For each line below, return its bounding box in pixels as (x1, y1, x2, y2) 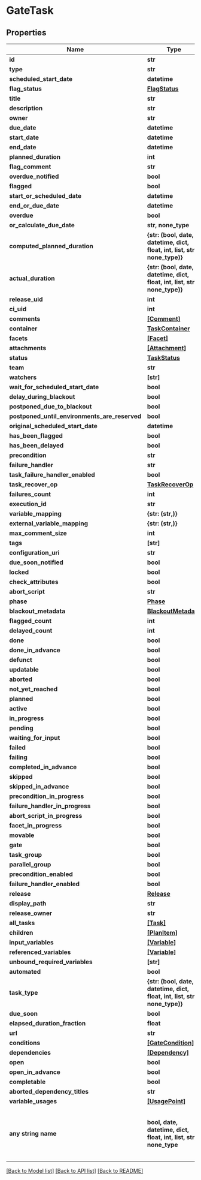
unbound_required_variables (9, 958, 93, 966)
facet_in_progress (9, 821, 62, 829)
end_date (9, 143, 37, 151)
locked (9, 568, 29, 576)
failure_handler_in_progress (9, 802, 91, 810)
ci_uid (9, 305, 27, 313)
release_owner (9, 909, 53, 917)
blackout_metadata (9, 607, 66, 615)
